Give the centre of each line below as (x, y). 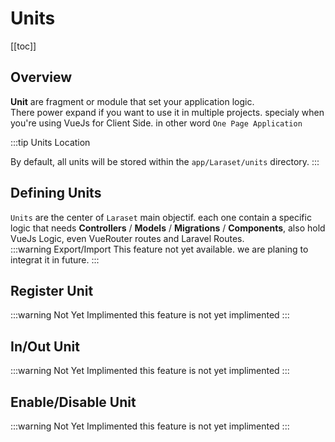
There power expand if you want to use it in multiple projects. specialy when (167, 112)
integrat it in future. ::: (55, 259)
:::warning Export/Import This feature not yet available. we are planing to (159, 249)
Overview (41, 77)
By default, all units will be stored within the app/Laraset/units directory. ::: (165, 161)
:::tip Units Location (50, 142)
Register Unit (52, 290)
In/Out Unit (45, 346)
